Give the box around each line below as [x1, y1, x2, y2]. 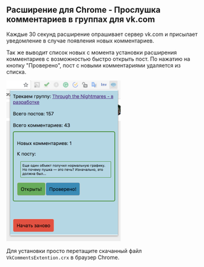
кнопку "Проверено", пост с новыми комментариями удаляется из [6, 61, 181, 69]
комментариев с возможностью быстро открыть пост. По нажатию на [6, 55, 191, 63]
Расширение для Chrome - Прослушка [6, 5, 161, 15]
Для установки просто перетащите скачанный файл [6, 248, 142, 255]
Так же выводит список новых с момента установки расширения [6, 49, 177, 56]
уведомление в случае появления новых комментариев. [6, 36, 155, 44]
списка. [6, 68, 26, 75]
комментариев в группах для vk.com [6, 15, 155, 25]
